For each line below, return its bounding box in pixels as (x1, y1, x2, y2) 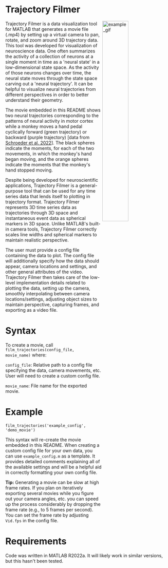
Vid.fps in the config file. (5, 517, 59, 523)
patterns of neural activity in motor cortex (5, 118, 94, 124)
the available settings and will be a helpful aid (5, 464, 102, 470)
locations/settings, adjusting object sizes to (5, 296, 98, 302)
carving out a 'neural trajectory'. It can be (5, 81, 93, 87)
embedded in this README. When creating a (5, 442, 100, 448)
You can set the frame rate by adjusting (5, 512, 89, 518)
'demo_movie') (5, 427, 36, 432)
